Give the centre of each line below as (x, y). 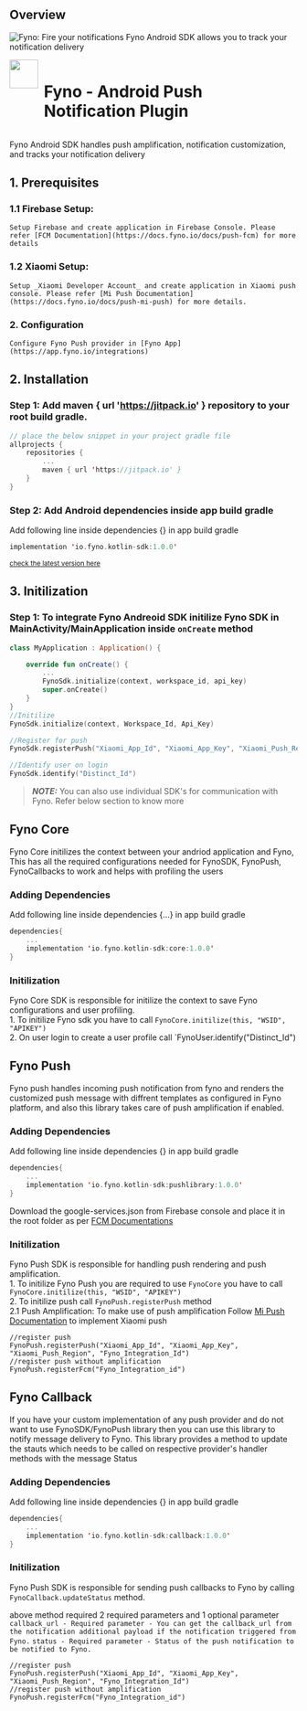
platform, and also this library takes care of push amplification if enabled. (147, 1107)
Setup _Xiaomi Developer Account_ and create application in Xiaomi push (153, 286)
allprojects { (37, 444)
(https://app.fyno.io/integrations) (79, 352)
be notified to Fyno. (51, 1649)
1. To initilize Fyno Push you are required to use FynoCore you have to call (146, 1283)
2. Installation (49, 380)
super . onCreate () (75, 690)
